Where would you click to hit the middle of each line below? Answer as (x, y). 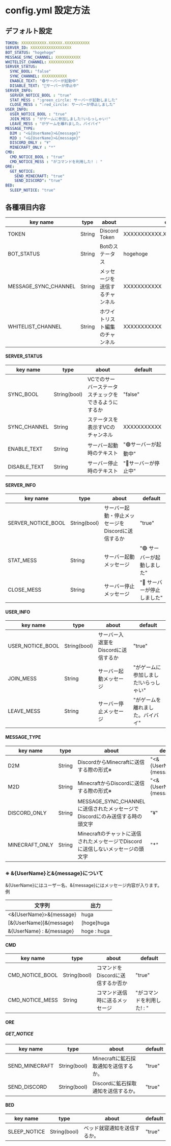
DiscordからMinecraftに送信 (111, 762)
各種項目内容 (25, 207)
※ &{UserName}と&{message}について (54, 873)
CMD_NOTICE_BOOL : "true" (37, 157)
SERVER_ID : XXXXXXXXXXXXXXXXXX (38, 48)
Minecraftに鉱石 (111, 1058)
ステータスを (103, 419)
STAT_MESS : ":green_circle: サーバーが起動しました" (64, 100)
